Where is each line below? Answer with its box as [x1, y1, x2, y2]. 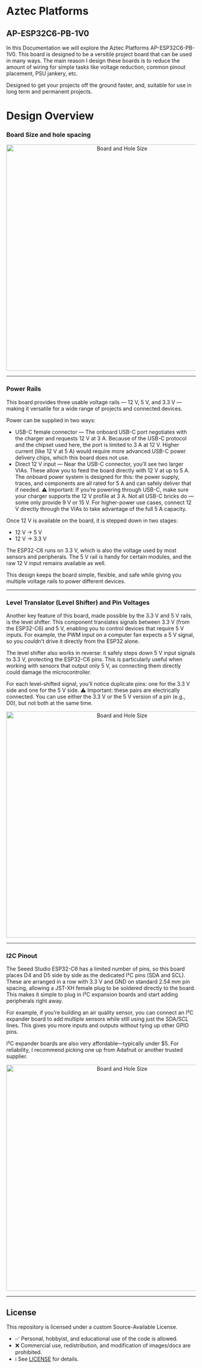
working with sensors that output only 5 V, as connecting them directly [6, 662, 182, 670]
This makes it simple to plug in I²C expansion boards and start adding [6, 991, 179, 998]
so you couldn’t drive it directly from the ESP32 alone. [6, 638, 140, 645]
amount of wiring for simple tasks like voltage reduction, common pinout [6, 63, 186, 71]
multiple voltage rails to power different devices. [6, 577, 126, 584]
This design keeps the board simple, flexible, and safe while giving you [6, 571, 182, 578]
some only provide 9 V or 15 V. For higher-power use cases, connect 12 [14, 499, 192, 506]
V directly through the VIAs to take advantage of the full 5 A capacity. [14, 505, 188, 512]
